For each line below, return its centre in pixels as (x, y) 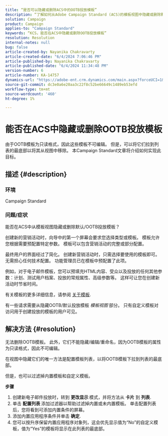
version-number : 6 (24, 71)
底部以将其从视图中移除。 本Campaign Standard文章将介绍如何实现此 (90, 151)
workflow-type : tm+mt (28, 89)
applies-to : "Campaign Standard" (40, 29)
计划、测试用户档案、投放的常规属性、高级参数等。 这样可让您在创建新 (87, 278)
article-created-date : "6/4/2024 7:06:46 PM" (53, 57)
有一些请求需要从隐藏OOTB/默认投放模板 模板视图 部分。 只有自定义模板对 (82, 305)
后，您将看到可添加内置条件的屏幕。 (50, 409)
